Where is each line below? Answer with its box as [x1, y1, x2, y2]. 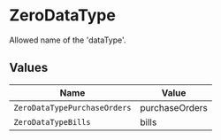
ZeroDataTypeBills [13, 117, 91, 127]
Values [9, 60, 49, 75]
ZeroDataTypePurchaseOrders [13, 103, 132, 113]
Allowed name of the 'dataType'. [9, 35, 126, 45]
